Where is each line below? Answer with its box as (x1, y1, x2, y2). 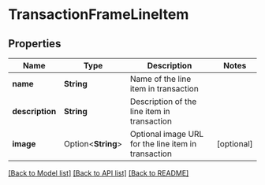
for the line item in (129, 139, 197, 149)
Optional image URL (129, 128, 204, 139)
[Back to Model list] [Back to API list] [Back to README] (8, 168, 189, 178)
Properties (8, 37, 62, 50)
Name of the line (129, 73, 192, 84)
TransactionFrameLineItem (8, 6, 189, 24)
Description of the (129, 96, 197, 107)
